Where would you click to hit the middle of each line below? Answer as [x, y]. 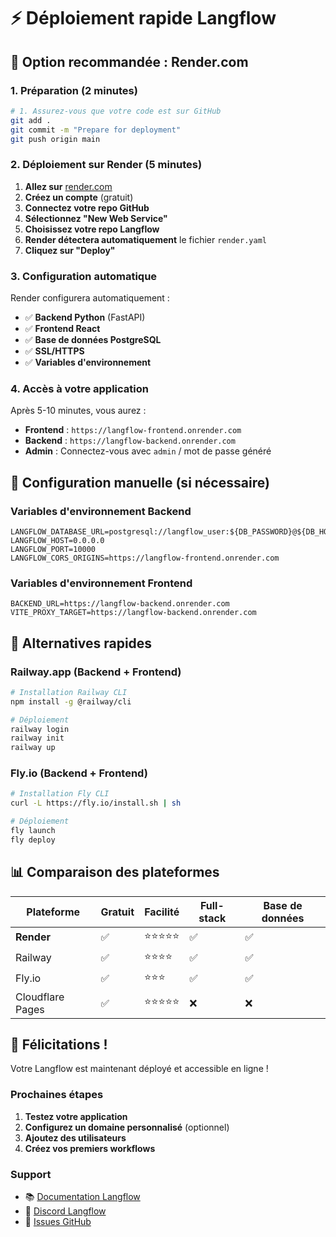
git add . [31, 120]
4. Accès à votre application [79, 388]
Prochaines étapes [57, 1095]
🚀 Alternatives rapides [81, 643]
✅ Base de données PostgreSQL [93, 339]
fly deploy [33, 840]
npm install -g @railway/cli [71, 701]
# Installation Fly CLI [60, 794]
